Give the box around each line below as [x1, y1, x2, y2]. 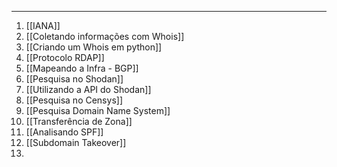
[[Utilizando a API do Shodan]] [25, 84, 152, 95]
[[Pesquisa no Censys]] [25, 94, 123, 106]
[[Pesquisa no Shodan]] [25, 73, 124, 85]
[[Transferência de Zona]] [25, 116, 133, 127]
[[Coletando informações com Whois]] [25, 31, 185, 42]
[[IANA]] [25, 20, 61, 31]
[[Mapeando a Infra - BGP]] [25, 62, 139, 74]
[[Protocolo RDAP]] [25, 52, 105, 63]
